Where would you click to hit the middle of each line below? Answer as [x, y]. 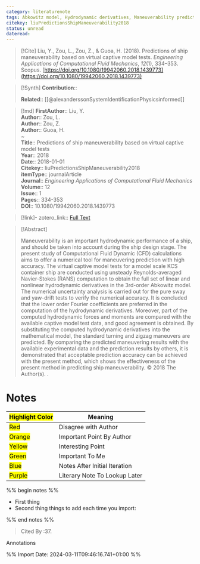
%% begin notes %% [32, 491]
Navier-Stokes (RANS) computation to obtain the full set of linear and [105, 279]
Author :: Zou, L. [40, 118]
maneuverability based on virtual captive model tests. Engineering [102, 57]
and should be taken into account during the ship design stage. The [104, 247]
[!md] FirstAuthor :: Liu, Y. [52, 111]
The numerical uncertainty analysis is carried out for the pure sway [103, 292]
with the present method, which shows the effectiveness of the [98, 361]
